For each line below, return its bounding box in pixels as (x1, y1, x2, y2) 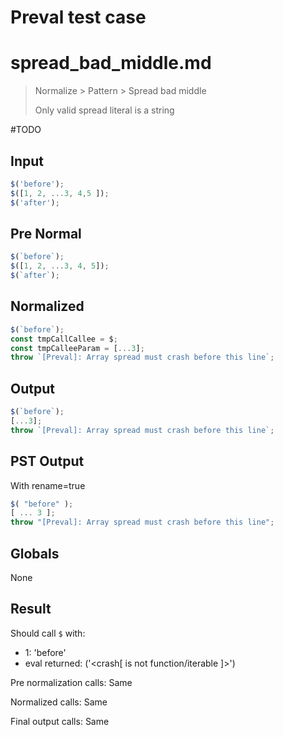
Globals (10, 545, 60, 562)
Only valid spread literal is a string (34, 104, 175, 116)
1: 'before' (24, 646, 67, 658)
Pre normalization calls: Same (10, 676, 133, 688)
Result (10, 601, 52, 618)
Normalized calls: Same (10, 696, 108, 708)
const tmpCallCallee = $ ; (10, 334, 118, 344)
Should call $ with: (10, 627, 86, 639)
